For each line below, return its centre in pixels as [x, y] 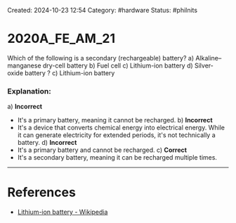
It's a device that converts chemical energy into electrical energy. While [121, 128]
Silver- [204, 65]
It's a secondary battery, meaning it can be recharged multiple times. [117, 158]
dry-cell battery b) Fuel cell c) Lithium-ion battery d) [118, 65]
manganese [24, 65]
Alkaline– [209, 58]
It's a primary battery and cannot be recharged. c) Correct [102, 150]
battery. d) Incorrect [47, 143]
